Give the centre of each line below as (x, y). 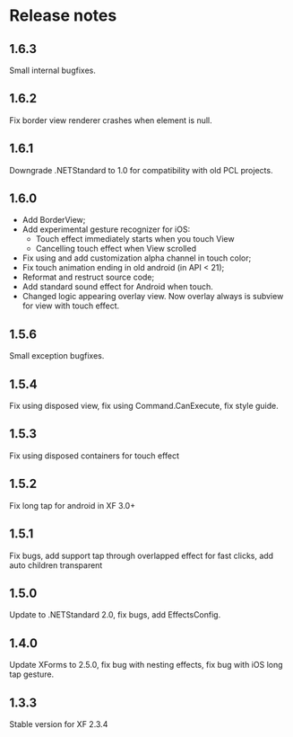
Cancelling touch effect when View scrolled (116, 249)
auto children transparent (56, 565)
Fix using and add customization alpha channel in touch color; (137, 258)
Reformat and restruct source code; (88, 277)
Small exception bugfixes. (57, 356)
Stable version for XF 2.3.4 (59, 724)
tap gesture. (32, 674)
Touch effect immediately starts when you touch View (135, 239)
